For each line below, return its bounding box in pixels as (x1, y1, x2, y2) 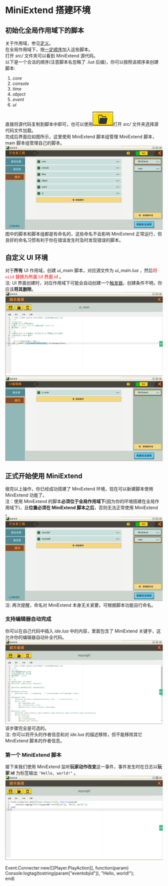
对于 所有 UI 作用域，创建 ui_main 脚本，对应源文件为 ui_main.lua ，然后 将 (5, 267, 157, 273)
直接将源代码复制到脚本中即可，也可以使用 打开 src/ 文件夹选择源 (5, 121, 159, 127)
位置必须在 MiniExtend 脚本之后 (28, 504, 94, 510)
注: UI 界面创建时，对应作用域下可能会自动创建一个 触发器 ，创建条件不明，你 (5, 280, 162, 286)
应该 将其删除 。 (5, 286, 36, 292)
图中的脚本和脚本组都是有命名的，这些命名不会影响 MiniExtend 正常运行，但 (5, 231, 162, 237)
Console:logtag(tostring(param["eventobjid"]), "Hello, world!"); (5, 870, 134, 876)
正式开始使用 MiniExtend (5, 471, 82, 480)
